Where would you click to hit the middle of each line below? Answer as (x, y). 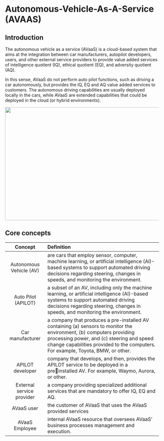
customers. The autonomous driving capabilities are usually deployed (75, 90)
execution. (59, 431)
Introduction (24, 37)
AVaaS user (25, 408)
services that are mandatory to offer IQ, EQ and (101, 391)
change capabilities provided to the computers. (101, 345)
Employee (25, 428)
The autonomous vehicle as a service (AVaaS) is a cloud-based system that (81, 49)
